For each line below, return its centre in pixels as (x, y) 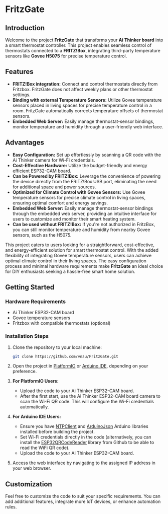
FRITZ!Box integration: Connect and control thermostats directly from (85, 84)
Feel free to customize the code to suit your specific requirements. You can (83, 496)
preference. (25, 372)
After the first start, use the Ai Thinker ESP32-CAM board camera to (90, 396)
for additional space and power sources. (54, 187)
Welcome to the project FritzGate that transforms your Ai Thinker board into (84, 40)
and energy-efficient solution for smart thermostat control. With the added (82, 250)
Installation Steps (27, 336)
